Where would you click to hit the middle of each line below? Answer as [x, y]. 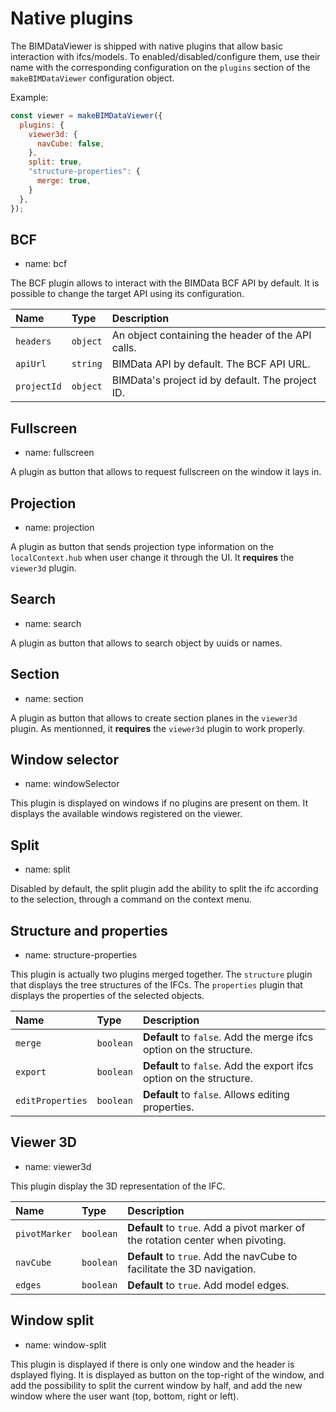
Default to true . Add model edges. [208, 1285]
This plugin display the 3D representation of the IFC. [118, 1186]
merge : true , [64, 181]
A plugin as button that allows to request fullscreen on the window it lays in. [166, 472]
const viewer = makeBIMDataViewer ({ [86, 115]
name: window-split [65, 1344]
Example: [29, 97]
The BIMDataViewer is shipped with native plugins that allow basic [146, 46]
